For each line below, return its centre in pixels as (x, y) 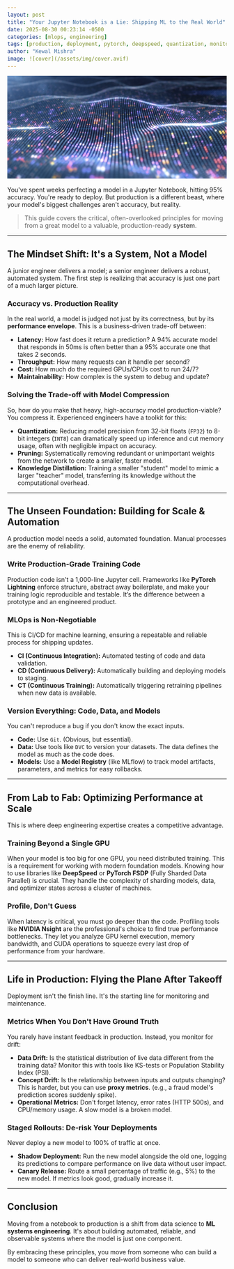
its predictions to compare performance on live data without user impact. (122, 1164)
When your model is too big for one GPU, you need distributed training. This (116, 859)
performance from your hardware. (56, 951)
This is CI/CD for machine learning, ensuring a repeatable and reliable (107, 635)
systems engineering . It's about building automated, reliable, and (102, 1231)
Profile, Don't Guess (42, 906)
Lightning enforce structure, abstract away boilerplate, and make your (108, 587)
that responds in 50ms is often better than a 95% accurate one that (114, 347)
